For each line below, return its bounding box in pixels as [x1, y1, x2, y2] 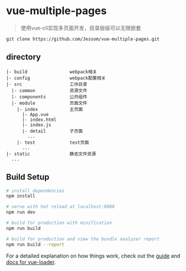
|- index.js [21, 122, 51, 128]
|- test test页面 [17, 140, 90, 146]
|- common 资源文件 [11, 87, 87, 94]
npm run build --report [6, 242, 65, 247]
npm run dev [6, 209, 35, 216]
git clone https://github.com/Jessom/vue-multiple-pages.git [6, 36, 160, 42]
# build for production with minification [6, 220, 112, 226]
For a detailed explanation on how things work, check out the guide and [6, 252, 181, 259]
